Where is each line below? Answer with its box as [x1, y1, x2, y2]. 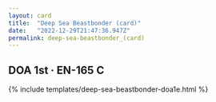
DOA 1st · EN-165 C [8, 63, 105, 76]
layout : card [8, 11, 52, 20]
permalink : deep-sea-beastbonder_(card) [8, 33, 146, 42]
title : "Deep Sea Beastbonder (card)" [8, 19, 142, 27]
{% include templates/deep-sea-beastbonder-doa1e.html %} [8, 84, 209, 94]
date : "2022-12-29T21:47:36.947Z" [8, 26, 130, 34]
